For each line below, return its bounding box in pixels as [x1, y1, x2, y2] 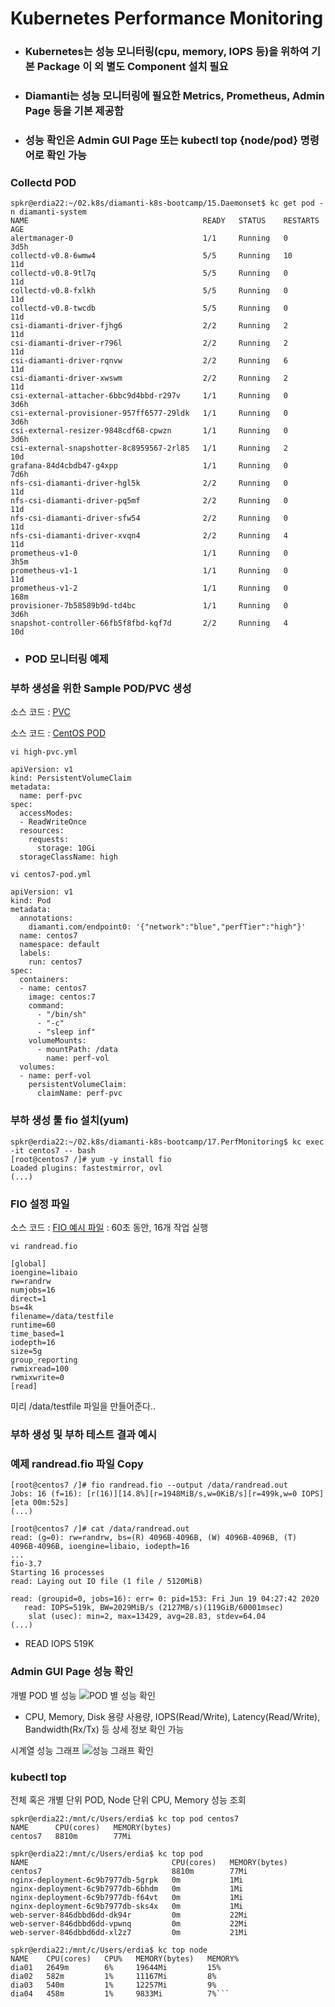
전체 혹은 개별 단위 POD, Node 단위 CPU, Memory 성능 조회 [10, 1793, 247, 1806]
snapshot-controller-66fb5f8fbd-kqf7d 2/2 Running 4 [10, 618, 288, 629]
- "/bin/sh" [36, 1010, 87, 1020]
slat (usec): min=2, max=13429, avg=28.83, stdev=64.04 [28, 1612, 267, 1622]
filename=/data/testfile [10, 1312, 114, 1322]
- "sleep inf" [36, 1027, 97, 1037]
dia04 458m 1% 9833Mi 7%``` [10, 1988, 230, 1999]
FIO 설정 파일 [10, 1197, 70, 1211]
